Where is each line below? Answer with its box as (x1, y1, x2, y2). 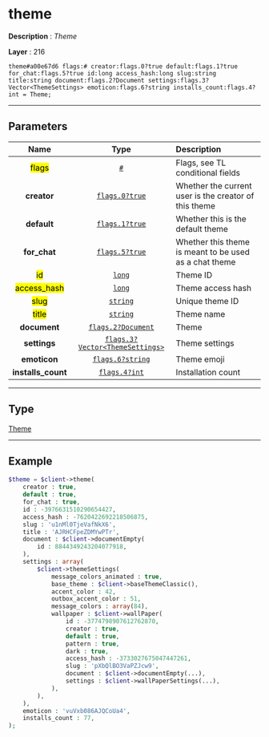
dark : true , (65, 647, 110, 655)
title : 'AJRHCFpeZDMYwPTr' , (22, 528, 120, 536)
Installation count (175, 366, 241, 378)
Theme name (175, 308, 226, 319)
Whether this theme (175, 236, 251, 247)
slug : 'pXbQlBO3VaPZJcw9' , (65, 662, 159, 670)
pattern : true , (65, 639, 120, 648)
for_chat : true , (22, 498, 81, 506)
